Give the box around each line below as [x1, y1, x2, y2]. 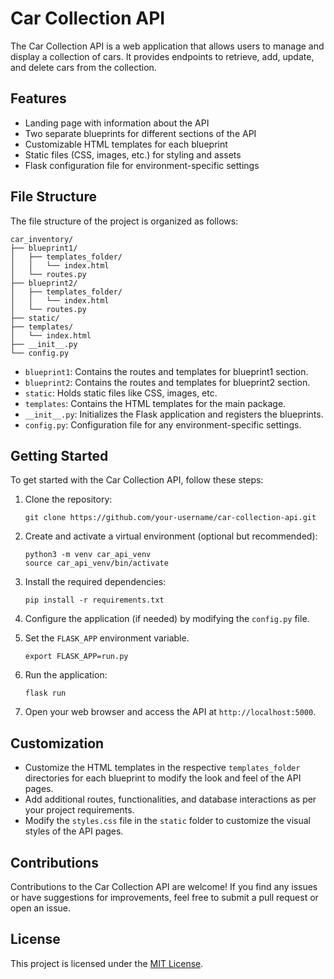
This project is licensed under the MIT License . [10, 957, 204, 969]
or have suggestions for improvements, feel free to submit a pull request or [10, 892, 319, 903]
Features [10, 90, 67, 107]
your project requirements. [24, 804, 135, 816]
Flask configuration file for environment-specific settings [24, 159, 260, 171]
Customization [10, 735, 105, 752]
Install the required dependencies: [24, 576, 167, 588]
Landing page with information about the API [24, 117, 210, 129]
